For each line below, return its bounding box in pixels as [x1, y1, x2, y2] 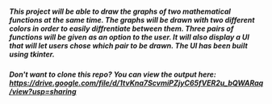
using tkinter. [9, 49, 55, 59]
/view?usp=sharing [9, 86, 77, 96]
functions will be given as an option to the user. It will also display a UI [9, 32, 249, 42]
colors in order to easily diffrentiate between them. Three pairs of [9, 23, 234, 33]
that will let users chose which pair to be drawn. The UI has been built [9, 40, 249, 50]
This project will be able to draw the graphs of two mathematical [9, 6, 231, 16]
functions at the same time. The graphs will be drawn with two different [9, 15, 255, 24]
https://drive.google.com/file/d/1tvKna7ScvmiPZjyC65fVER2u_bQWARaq [9, 77, 264, 88]
